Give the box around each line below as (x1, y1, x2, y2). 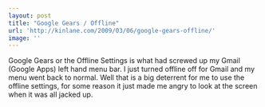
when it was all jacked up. (8, 89, 93, 100)
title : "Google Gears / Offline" (8, 19, 120, 27)
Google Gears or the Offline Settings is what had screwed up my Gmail (8, 56, 241, 65)
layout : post (8, 11, 52, 20)
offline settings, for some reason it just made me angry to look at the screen (8, 81, 258, 91)
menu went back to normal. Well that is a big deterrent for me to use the (8, 73, 245, 82)
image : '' (8, 34, 42, 42)
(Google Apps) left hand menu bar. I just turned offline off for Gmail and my (8, 65, 255, 74)
